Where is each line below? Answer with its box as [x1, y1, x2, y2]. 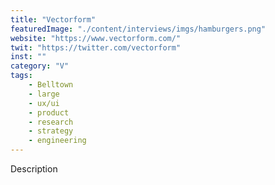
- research [28, 117, 74, 127]
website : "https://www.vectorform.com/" [10, 33, 182, 43]
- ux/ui [28, 98, 60, 108]
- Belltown [28, 80, 74, 90]
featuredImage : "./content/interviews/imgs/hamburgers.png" [10, 24, 267, 34]
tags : [10, 71, 33, 81]
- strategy [28, 126, 74, 136]
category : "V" [10, 61, 70, 71]
